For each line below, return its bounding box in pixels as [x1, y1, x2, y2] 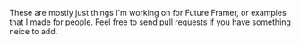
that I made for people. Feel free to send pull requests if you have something [9, 17, 291, 27]
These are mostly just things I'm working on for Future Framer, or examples [9, 8, 287, 18]
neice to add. [9, 26, 58, 36]
